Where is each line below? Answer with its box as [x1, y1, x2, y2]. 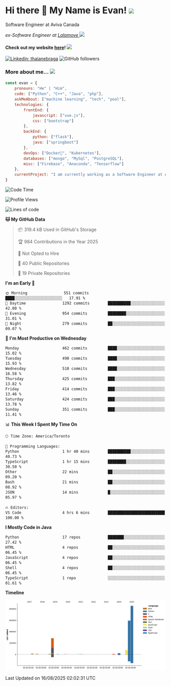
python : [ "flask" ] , [32, 135, 74, 140]
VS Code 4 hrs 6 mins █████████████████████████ [5, 510, 165, 516]
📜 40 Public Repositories [17, 260, 70, 267]
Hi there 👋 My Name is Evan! [5, 5, 127, 16]
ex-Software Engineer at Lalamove [5, 32, 79, 38]
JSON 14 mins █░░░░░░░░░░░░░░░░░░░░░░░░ [5, 490, 165, 495]
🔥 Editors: [5, 505, 29, 511]
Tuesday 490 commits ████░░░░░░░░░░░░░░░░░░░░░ [5, 356, 165, 361]
